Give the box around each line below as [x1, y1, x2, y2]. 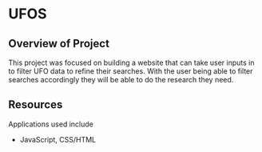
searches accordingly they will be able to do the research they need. [8, 75, 234, 84]
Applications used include [8, 119, 93, 129]
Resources [8, 98, 63, 112]
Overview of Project [8, 37, 110, 50]
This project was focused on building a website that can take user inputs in [8, 58, 255, 67]
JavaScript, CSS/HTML [19, 134, 97, 144]
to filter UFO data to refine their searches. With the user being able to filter [8, 66, 253, 76]
